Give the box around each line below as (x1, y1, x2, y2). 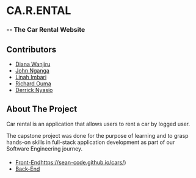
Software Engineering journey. (6, 144, 83, 152)
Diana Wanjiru (15, 60, 51, 68)
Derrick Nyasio (15, 86, 53, 93)
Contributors (6, 44, 57, 55)
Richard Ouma (15, 80, 51, 87)
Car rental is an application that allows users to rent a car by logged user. (6, 120, 191, 127)
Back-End (15, 165, 40, 173)
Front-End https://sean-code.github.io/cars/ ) (15, 159, 126, 166)
